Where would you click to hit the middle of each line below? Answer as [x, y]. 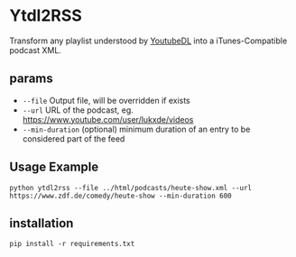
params [32, 79]
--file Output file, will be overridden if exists [106, 100]
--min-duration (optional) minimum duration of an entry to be [136, 129]
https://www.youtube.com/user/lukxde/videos [108, 119]
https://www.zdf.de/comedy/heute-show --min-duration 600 [120, 196]
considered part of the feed [74, 138]
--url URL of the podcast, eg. [78, 110]
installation [42, 223]
